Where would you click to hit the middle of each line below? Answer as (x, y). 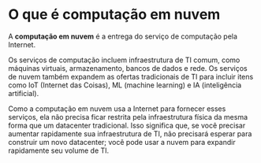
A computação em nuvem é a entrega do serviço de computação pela (123, 36)
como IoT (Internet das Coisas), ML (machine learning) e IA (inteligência (125, 85)
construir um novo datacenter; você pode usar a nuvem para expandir (122, 142)
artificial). (24, 93)
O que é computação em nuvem (114, 15)
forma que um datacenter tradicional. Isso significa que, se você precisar (127, 125)
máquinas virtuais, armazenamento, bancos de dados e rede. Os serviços (128, 68)
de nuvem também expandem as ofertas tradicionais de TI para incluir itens (131, 76)
